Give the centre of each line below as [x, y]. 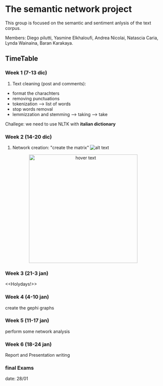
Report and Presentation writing [38, 355]
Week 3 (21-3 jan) [27, 273]
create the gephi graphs [30, 308]
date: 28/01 [17, 379]
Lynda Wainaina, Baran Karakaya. [39, 43]
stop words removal [32, 109]
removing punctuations [36, 98]
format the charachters [36, 93]
